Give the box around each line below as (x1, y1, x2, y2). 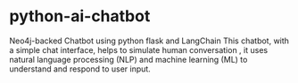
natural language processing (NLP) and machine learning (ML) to (9, 54, 248, 64)
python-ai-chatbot (9, 6, 151, 26)
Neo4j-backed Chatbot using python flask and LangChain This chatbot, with (9, 35, 290, 46)
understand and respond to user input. (9, 64, 152, 74)
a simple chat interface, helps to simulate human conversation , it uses (9, 44, 269, 55)
